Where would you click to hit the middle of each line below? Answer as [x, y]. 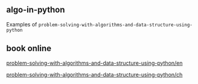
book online [29, 48]
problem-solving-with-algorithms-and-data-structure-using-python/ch [94, 74]
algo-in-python [36, 10]
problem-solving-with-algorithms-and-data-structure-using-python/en [94, 63]
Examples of [22, 24]
